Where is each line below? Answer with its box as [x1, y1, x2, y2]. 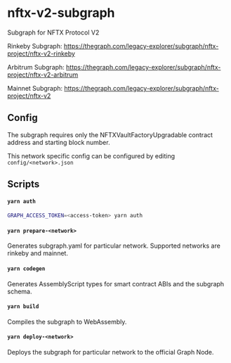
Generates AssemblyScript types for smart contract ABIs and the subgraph [7, 279, 225, 288]
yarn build [7, 303, 39, 310]
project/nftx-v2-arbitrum [7, 70, 79, 79]
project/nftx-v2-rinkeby [7, 49, 76, 58]
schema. [7, 287, 32, 295]
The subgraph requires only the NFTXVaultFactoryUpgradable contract [7, 130, 213, 139]
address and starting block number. [7, 138, 110, 146]
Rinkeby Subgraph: [7, 42, 62, 50]
